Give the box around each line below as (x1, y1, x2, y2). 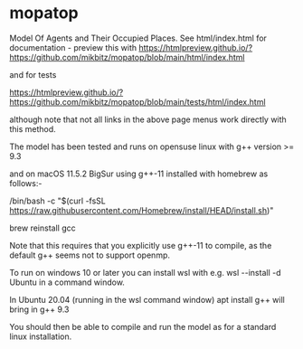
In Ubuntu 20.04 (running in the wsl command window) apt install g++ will (9, 294, 285, 305)
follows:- (9, 177, 43, 188)
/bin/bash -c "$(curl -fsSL (9, 195, 107, 206)
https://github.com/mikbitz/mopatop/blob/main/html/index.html (9, 52, 245, 62)
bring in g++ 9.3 (9, 304, 70, 315)
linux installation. (9, 331, 72, 342)
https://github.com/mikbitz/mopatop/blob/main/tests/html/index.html (9, 96, 266, 107)
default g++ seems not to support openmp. (9, 250, 170, 260)
